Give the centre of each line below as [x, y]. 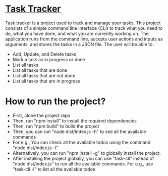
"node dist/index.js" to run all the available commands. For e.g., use [83, 164]
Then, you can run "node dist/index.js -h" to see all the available [79, 131]
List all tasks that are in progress [46, 81]
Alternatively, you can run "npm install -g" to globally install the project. [87, 153]
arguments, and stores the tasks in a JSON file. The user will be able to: [79, 44]
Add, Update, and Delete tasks [44, 54]
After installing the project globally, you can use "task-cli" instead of [83, 158]
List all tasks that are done [40, 70]
